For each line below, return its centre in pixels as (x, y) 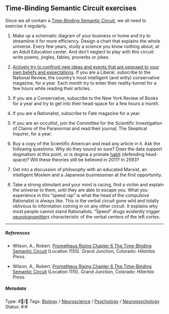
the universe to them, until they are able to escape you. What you (80, 190)
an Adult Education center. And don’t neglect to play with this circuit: (83, 51)
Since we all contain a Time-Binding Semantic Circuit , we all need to (76, 20)
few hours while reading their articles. (52, 88)
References (18, 233)
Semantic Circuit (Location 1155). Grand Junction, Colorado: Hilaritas (84, 251)
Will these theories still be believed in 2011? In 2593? (84, 160)
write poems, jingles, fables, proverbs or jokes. (61, 57)
